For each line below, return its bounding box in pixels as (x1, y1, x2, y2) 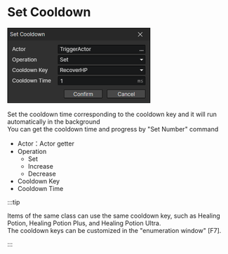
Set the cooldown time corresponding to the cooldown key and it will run (7, 110, 217, 118)
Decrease (27, 169, 56, 178)
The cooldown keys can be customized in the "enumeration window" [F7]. (7, 226, 222, 234)
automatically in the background (7, 117, 100, 126)
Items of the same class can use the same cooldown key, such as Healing (7, 211, 221, 220)
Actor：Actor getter (17, 139, 75, 148)
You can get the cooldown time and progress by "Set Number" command (7, 125, 219, 133)
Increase (27, 162, 54, 170)
